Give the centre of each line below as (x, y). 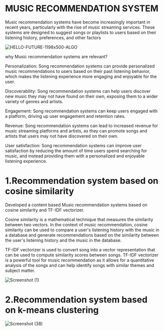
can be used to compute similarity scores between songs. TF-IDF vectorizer (82, 255)
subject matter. (20, 270)
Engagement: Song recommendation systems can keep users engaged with (82, 111)
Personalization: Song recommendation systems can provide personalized (80, 66)
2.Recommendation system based (76, 300)
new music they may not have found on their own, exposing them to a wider (82, 96)
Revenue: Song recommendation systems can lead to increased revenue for (82, 126)
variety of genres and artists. (34, 101)
